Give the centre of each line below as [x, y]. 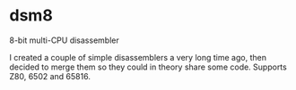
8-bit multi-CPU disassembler [64, 40]
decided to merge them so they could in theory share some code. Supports [148, 67]
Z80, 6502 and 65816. [50, 76]
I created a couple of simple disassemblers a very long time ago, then [138, 57]
